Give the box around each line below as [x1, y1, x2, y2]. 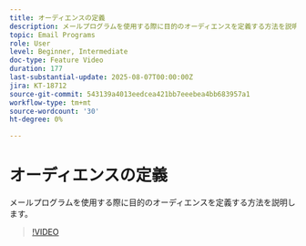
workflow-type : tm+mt [9, 97, 92, 108]
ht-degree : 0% [9, 115, 64, 124]
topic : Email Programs [9, 30, 96, 39]
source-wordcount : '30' [9, 107, 100, 116]
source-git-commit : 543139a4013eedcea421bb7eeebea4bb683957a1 [9, 89, 250, 98]
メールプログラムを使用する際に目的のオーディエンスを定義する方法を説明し [9, 197, 296, 208]
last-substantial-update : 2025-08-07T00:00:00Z [9, 73, 194, 82]
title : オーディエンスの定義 [9, 13, 106, 23]
